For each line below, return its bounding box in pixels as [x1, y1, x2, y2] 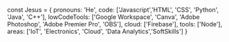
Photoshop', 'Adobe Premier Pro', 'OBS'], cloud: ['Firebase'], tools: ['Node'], [7, 20, 223, 28]
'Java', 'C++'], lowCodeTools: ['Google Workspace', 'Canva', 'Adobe [7, 13, 200, 21]
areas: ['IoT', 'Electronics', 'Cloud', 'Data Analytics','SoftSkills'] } [7, 27, 188, 35]
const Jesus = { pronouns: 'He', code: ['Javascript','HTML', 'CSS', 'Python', [7, 6, 219, 14]
